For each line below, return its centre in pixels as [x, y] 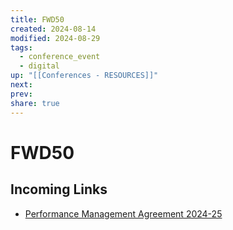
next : [21, 85]
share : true [35, 103]
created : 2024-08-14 [53, 29]
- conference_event [60, 57]
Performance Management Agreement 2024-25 [123, 213]
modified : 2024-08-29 [55, 38]
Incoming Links [59, 189]
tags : [21, 47]
